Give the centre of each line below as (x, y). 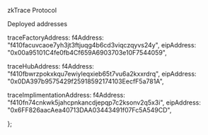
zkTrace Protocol (32, 10)
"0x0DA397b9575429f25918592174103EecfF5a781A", (86, 81)
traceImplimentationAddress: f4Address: (67, 95)
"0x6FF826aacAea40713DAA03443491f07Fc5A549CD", (89, 110)
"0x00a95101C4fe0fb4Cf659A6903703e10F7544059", (87, 53)
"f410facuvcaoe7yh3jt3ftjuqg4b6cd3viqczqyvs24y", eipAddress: (102, 45)
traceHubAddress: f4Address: (51, 66)
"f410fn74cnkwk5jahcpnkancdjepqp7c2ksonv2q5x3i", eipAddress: (104, 102)
